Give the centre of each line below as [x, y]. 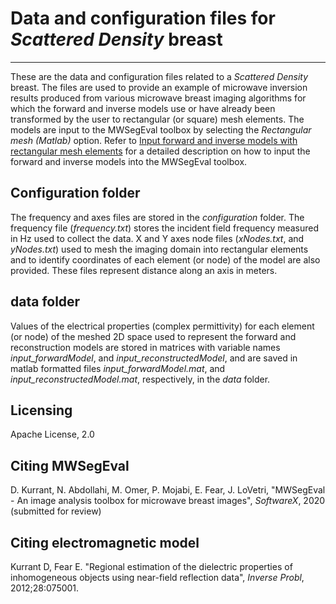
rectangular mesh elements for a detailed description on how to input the [160, 151]
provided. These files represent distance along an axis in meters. [144, 270]
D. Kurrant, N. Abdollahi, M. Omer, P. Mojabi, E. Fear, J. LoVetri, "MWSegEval [168, 490]
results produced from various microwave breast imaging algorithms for [158, 98]
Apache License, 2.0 [52, 434]
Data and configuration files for [143, 18]
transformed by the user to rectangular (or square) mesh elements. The [157, 119]
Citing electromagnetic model [105, 542]
